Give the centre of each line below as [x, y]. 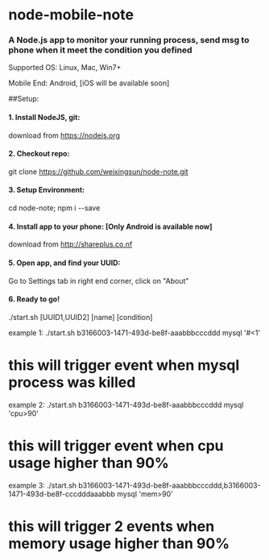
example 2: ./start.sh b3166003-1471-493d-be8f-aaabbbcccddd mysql [126, 404]
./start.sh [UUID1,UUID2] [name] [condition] [81, 317]
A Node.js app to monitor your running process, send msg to [129, 40]
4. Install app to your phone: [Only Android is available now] [110, 226]
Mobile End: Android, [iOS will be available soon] [89, 83]
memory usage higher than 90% [119, 543]
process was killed [72, 382]
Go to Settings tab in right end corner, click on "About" [99, 280]
